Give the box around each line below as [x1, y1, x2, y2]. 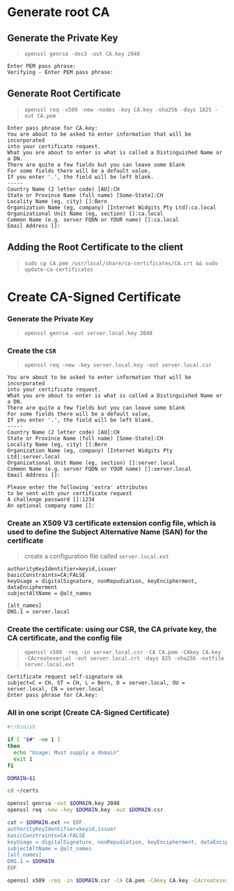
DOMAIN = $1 [7, 774, 36, 782]
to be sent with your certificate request [7, 490, 132, 497]
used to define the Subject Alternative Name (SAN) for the [7, 527, 208, 537]
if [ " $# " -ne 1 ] [7, 736, 61, 744]
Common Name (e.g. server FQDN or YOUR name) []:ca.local [7, 216, 179, 223]
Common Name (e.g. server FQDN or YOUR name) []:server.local [7, 466, 192, 473]
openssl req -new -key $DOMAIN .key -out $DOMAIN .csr [7, 807, 164, 813]
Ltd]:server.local [7, 453, 61, 461]
